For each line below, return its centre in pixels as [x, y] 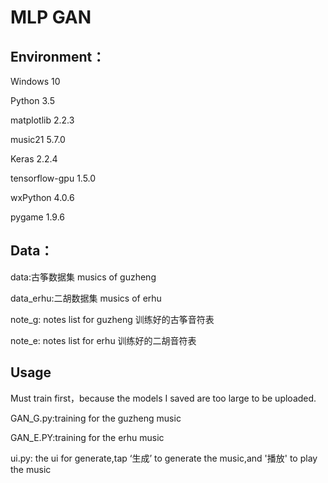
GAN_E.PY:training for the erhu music [87, 437]
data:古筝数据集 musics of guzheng [83, 277]
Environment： [58, 56]
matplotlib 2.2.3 [42, 120]
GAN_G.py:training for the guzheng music [96, 418]
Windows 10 [35, 81]
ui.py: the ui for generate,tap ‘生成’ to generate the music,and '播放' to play [164, 458]
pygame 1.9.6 [38, 217]
